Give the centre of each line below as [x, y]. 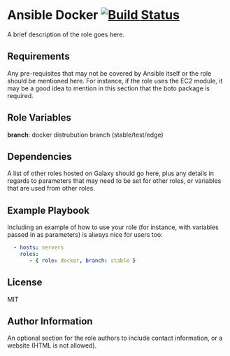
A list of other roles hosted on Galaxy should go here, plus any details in [111, 173]
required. [20, 95]
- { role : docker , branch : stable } [82, 260]
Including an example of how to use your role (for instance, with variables [113, 227]
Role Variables [39, 118]
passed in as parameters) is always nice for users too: [85, 235]
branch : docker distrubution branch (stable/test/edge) [86, 135]
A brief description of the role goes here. [66, 34]
